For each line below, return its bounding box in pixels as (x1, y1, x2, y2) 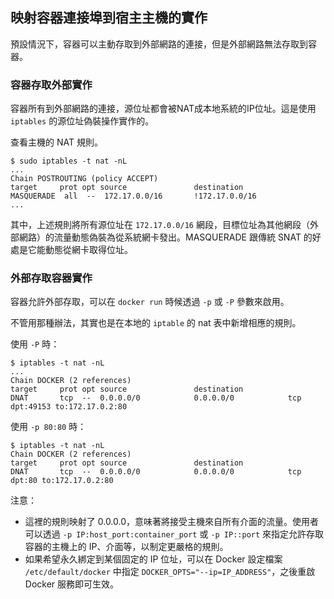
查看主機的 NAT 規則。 (10, 136, 103, 148)
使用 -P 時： (10, 338, 60, 350)
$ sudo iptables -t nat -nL (10, 156, 128, 167)
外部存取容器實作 (10, 271, 93, 285)
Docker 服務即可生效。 (24, 578, 120, 590)
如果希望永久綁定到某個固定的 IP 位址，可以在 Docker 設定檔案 (24, 553, 283, 565)
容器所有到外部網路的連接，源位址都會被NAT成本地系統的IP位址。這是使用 (10, 103, 317, 115)
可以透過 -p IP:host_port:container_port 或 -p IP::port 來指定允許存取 (24, 528, 325, 540)
